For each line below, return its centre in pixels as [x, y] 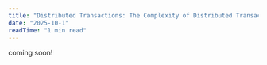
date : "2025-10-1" [39, 23]
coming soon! [31, 53]
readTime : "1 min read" [48, 30]
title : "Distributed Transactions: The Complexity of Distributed [120, 15]
